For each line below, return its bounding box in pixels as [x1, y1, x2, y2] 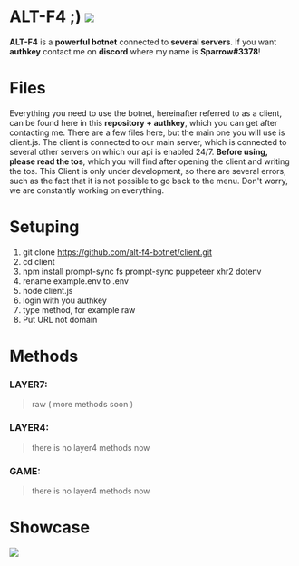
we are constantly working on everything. [9, 184, 165, 196]
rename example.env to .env [22, 275, 130, 287]
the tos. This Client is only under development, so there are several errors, [9, 165, 287, 176]
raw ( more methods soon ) [31, 399, 134, 410]
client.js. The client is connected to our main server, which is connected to [9, 136, 287, 147]
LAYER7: [9, 378, 48, 391]
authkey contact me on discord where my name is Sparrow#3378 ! [9, 45, 261, 56]
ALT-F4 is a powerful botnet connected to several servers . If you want [9, 36, 277, 47]
